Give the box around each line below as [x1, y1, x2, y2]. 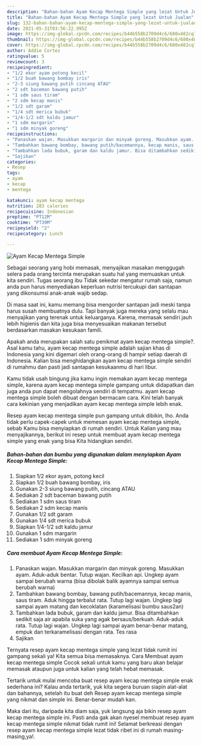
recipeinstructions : [7, 131, 58, 137]
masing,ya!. [7, 733, 35, 740]
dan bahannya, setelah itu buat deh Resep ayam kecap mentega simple [7, 689, 182, 696]
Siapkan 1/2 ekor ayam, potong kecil [15, 472, 105, 479]
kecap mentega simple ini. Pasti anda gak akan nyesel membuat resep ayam [7, 714, 194, 721]
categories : [7, 159, 36, 165]
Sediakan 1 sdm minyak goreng [15, 536, 92, 543]
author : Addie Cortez [7, 48, 61, 54]
